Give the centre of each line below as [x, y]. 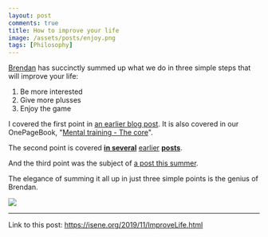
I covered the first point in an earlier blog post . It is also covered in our [124, 124]
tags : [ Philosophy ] [41, 45]
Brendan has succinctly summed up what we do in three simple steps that [130, 68]
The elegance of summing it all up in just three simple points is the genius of [134, 179]
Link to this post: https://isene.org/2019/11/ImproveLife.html [106, 225]
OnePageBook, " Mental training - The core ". [81, 133]
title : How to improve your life [64, 30]
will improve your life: [43, 76]
